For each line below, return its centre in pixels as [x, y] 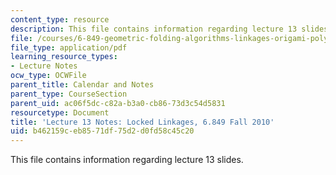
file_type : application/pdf [69, 47]
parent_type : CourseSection [69, 94]
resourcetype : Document [60, 112]
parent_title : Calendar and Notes [82, 85]
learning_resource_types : [64, 57]
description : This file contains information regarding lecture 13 [154, 29]
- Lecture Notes [44, 66]
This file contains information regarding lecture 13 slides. [127, 160]
